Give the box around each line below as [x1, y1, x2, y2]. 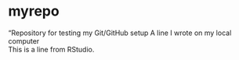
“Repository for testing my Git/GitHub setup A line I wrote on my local [8, 28, 232, 37]
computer [8, 36, 40, 45]
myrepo [8, 2, 60, 20]
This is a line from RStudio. [8, 44, 95, 54]
